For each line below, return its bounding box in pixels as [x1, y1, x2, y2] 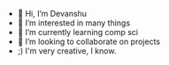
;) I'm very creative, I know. [17, 46, 117, 56]
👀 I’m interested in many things [17, 18, 131, 28]
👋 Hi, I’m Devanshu [17, 9, 87, 18]
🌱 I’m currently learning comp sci [17, 27, 139, 37]
